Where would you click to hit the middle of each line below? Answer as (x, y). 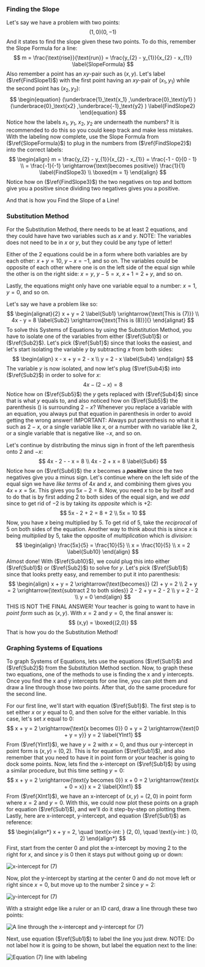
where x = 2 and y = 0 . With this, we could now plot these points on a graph (102, 803)
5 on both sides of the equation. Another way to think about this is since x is (102, 529)
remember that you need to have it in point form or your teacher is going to (101, 758)
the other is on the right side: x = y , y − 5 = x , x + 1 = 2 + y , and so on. (95, 273)
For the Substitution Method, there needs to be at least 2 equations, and (97, 229)
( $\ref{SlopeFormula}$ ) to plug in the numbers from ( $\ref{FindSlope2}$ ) (99, 143)
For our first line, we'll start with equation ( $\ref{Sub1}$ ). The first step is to (101, 706)
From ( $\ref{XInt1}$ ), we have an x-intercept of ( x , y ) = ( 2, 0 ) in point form (99, 797)
